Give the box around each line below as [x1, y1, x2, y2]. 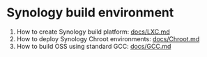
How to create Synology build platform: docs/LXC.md [16, 27, 170, 36]
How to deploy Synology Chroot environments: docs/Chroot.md [16, 34, 200, 43]
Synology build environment [6, 5, 174, 21]
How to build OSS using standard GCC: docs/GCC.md [16, 42, 171, 50]
